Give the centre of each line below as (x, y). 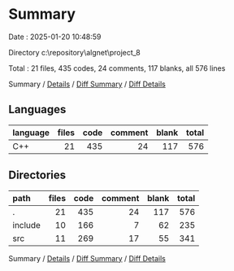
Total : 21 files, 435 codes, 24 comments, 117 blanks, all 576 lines (117, 68)
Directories (37, 175)
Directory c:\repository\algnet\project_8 (74, 52)
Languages (37, 109)
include (26, 225)
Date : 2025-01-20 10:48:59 (55, 37)
